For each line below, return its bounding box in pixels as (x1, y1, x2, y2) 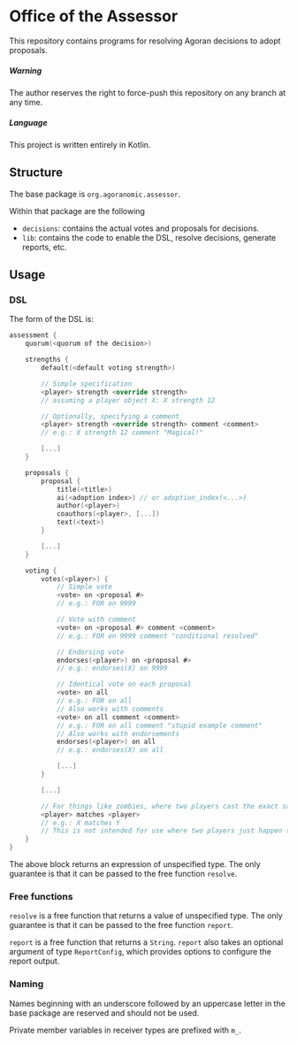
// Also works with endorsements (56, 729, 179, 738)
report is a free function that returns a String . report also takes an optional (9, 937, 284, 948)
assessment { (9, 331, 57, 340)
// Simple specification (41, 379, 133, 388)
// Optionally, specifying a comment (41, 411, 179, 421)
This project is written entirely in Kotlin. (9, 139, 151, 150)
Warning (9, 65, 42, 76)
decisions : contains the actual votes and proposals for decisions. (21, 223, 260, 234)
